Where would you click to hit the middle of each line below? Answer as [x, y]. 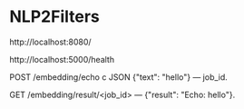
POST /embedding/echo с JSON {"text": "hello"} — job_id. [119, 77]
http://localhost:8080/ [51, 42]
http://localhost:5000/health [62, 59]
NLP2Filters [54, 17]
